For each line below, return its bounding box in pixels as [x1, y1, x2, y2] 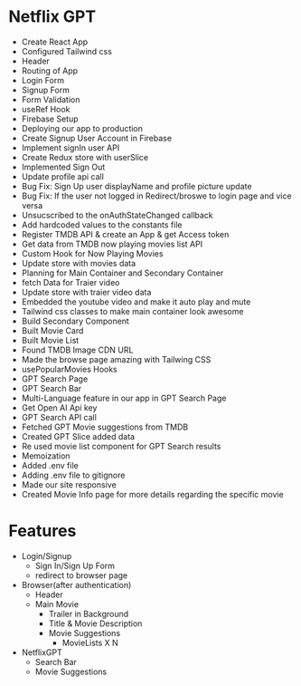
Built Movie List [21, 334, 80, 345]
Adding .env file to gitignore [21, 469, 126, 480]
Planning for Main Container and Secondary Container [21, 267, 224, 278]
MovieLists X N [61, 637, 118, 648]
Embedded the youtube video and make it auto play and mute [21, 296, 251, 307]
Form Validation [21, 93, 80, 105]
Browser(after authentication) [21, 579, 132, 590]
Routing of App [21, 65, 79, 76]
